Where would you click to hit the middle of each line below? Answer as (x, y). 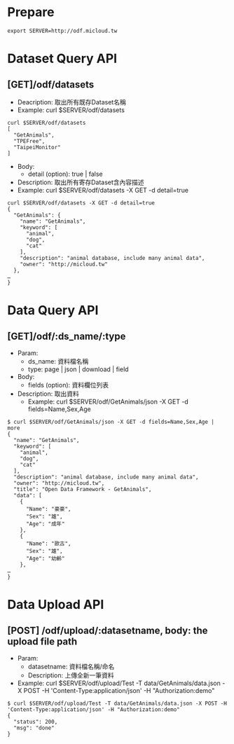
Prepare (31, 12)
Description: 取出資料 (48, 394)
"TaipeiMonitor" (37, 147)
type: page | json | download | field (78, 369)
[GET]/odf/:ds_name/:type (67, 336)
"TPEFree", (29, 141)
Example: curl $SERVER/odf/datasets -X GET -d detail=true (103, 190)
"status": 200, (36, 722)
